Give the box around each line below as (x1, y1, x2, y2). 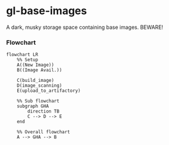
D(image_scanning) (17, 83, 62, 89)
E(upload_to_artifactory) (17, 88, 81, 94)
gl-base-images (6, 4, 87, 18)
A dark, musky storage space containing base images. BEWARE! (6, 24, 164, 31)
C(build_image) (17, 78, 55, 84)
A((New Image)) (17, 62, 55, 68)
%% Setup (17, 57, 39, 63)
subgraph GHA (17, 103, 49, 110)
